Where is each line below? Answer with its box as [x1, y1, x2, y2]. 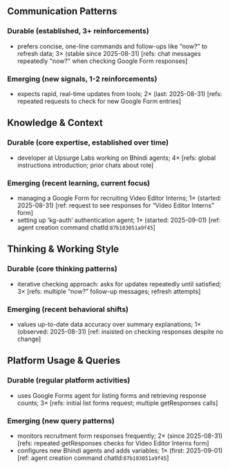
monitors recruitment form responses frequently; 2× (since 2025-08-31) [17, 432, 223, 440]
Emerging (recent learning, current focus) [7, 178, 151, 187]
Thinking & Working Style [7, 243, 119, 255]
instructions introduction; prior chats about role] [17, 160, 154, 169]
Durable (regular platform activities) [7, 376, 131, 385]
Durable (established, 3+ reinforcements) [7, 26, 150, 36]
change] [17, 335, 41, 343]
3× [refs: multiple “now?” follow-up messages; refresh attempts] [17, 287, 201, 295]
